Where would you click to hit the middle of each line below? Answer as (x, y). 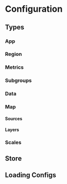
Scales (13, 142)
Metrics (14, 67)
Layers (12, 130)
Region (14, 54)
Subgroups (18, 80)
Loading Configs (31, 175)
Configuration (34, 9)
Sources (14, 118)
